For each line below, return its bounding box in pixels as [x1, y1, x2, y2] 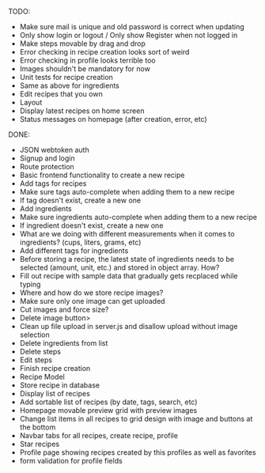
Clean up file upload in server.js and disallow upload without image [19, 322, 238, 331]
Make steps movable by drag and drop [19, 39, 146, 48]
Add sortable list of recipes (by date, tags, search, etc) [19, 397, 198, 407]
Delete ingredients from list [19, 339, 108, 347]
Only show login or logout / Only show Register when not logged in [19, 31, 238, 40]
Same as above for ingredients [19, 81, 120, 90]
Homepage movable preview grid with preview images [19, 406, 198, 414]
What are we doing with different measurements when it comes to [19, 229, 235, 238]
